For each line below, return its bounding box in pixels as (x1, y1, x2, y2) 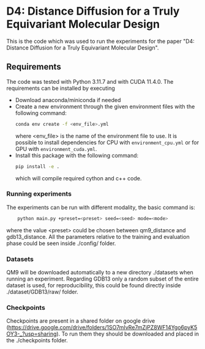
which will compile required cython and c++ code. (15, 174, 142, 182)
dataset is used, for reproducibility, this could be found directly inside (6, 281, 181, 288)
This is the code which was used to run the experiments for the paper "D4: (6, 37, 195, 45)
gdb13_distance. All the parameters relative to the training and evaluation (6, 233, 190, 240)
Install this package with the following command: (15, 152, 139, 159)
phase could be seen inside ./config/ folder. (6, 240, 116, 247)
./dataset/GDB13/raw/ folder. (6, 288, 78, 295)
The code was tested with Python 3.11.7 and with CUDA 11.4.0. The (6, 78, 174, 85)
